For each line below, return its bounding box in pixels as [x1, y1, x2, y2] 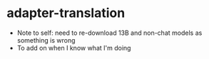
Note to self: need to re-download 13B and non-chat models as [16, 28, 203, 37]
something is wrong [16, 36, 76, 44]
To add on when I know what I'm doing [16, 43, 131, 52]
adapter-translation [6, 5, 126, 21]
